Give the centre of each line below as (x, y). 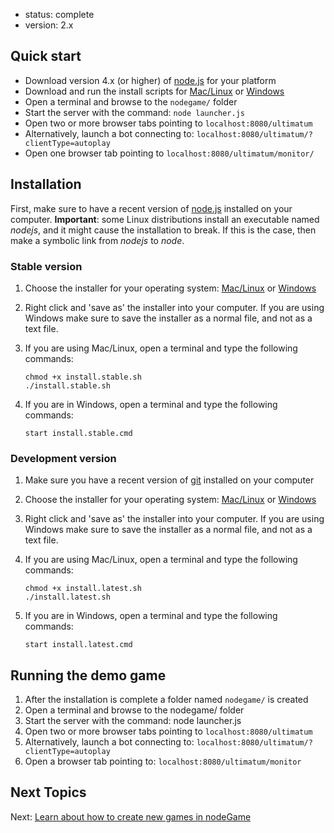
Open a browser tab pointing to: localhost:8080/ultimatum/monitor (163, 761)
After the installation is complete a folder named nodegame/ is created (166, 700)
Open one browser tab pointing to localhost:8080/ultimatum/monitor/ (169, 153)
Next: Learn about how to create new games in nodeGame (131, 816)
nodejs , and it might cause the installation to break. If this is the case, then (163, 230)
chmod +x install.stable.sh (83, 377)
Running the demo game (88, 675)
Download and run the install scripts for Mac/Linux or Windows (154, 91)
